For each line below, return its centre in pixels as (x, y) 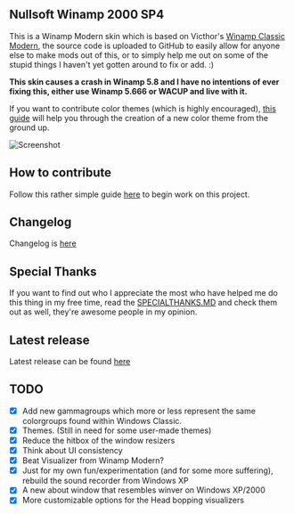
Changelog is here (43, 243)
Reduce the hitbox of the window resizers (98, 441)
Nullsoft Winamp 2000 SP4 (87, 15)
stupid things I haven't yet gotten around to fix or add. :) (112, 64)
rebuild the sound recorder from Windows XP (105, 481)
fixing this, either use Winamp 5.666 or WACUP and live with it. (128, 91)
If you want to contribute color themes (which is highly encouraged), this (143, 108)
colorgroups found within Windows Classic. (102, 420)
